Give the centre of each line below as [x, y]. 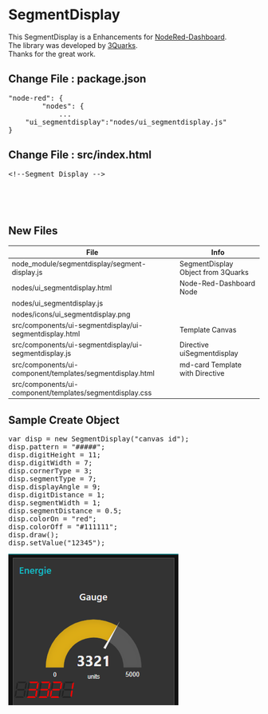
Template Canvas [208, 329]
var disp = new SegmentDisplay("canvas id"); [99, 439]
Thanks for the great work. [52, 54]
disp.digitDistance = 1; [57, 495]
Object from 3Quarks [214, 273]
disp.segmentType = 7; [53, 479]
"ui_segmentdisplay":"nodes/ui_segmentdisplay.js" [126, 122]
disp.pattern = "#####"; [57, 447]
